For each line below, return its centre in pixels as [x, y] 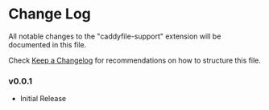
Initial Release [43, 99]
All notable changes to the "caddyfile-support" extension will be [115, 36]
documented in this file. [48, 44]
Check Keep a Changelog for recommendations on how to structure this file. [135, 60]
